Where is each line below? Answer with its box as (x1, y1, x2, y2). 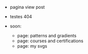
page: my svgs (17, 43, 47, 49)
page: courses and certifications (17, 38, 84, 44)
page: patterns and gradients (17, 33, 77, 38)
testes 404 (9, 14, 32, 19)
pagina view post (9, 4, 45, 10)
